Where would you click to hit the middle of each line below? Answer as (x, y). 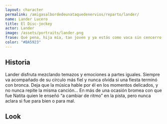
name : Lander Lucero (27, 19)
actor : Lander (20, 28)
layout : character (24, 10)
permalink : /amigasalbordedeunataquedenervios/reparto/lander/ (72, 14)
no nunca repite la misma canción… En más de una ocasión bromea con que (83, 90)
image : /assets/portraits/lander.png (44, 33)
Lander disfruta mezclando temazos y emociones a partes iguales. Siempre (83, 74)
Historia (18, 62)
